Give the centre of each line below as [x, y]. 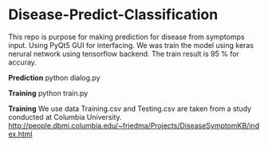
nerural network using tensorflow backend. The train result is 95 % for [124, 53]
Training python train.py [48, 93]
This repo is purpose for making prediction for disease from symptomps [126, 37]
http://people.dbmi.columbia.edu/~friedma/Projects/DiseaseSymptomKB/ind [134, 125]
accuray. [23, 62]
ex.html [21, 134]
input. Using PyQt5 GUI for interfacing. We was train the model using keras [131, 45]
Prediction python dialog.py [55, 77]
